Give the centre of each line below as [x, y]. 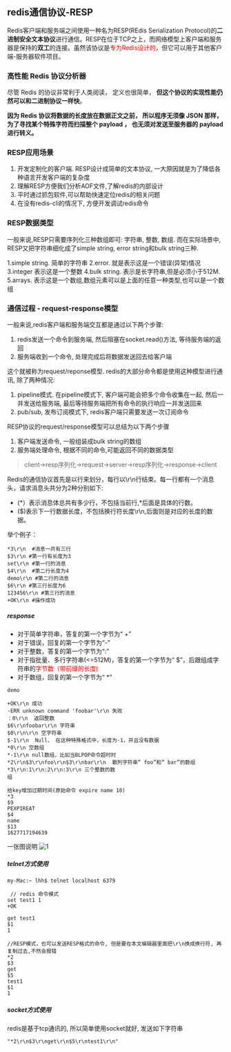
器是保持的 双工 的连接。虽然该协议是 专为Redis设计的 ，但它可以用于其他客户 [115, 48]
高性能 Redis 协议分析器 [47, 76]
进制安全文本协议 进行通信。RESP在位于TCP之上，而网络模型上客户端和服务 [114, 39]
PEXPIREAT [21, 808]
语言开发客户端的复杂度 [57, 178]
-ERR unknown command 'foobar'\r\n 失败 [65, 711]
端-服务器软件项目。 [36, 56]
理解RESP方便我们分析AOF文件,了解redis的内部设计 [90, 186]
